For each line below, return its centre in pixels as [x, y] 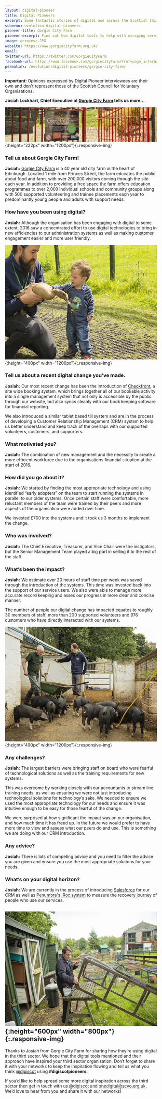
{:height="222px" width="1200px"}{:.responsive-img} [59, 145]
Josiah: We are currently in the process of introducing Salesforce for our [77, 889]
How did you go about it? [35, 478]
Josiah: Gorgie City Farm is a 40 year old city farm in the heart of [70, 169]
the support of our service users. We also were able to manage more [73, 590]
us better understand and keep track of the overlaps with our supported [76, 426]
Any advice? [20, 846]
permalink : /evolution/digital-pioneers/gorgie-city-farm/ [66, 66]
